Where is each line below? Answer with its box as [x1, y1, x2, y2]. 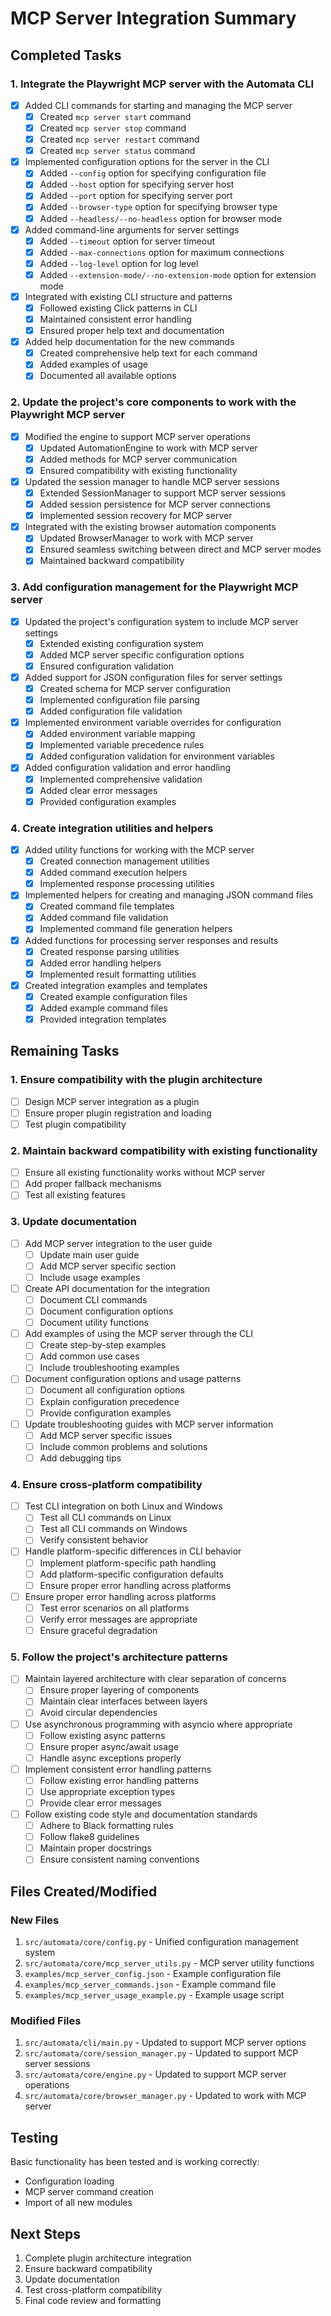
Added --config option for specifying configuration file [39, 167, 267, 179]
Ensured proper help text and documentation [39, 325, 225, 337]
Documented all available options [39, 370, 177, 382]
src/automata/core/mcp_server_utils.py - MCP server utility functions [24, 1957, 315, 1969]
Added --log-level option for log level [39, 257, 199, 269]
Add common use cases [39, 1350, 140, 1362]
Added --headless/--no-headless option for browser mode [39, 212, 283, 224]
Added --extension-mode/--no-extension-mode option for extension [39, 268, 317, 281]
